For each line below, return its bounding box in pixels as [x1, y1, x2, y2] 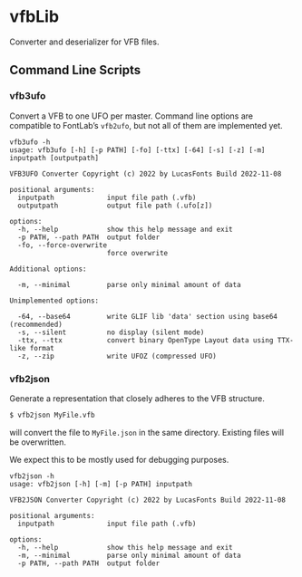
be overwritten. [9, 437, 66, 447]
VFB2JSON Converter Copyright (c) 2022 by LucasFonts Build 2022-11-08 [9, 495, 286, 505]
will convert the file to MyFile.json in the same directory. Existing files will [9, 427, 284, 438]
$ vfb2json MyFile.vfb [9, 410, 95, 419]
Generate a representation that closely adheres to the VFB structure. [9, 392, 265, 404]
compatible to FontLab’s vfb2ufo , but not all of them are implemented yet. [9, 120, 283, 130]
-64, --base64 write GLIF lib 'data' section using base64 [17, 312, 278, 321]
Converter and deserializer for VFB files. [9, 36, 160, 47]
